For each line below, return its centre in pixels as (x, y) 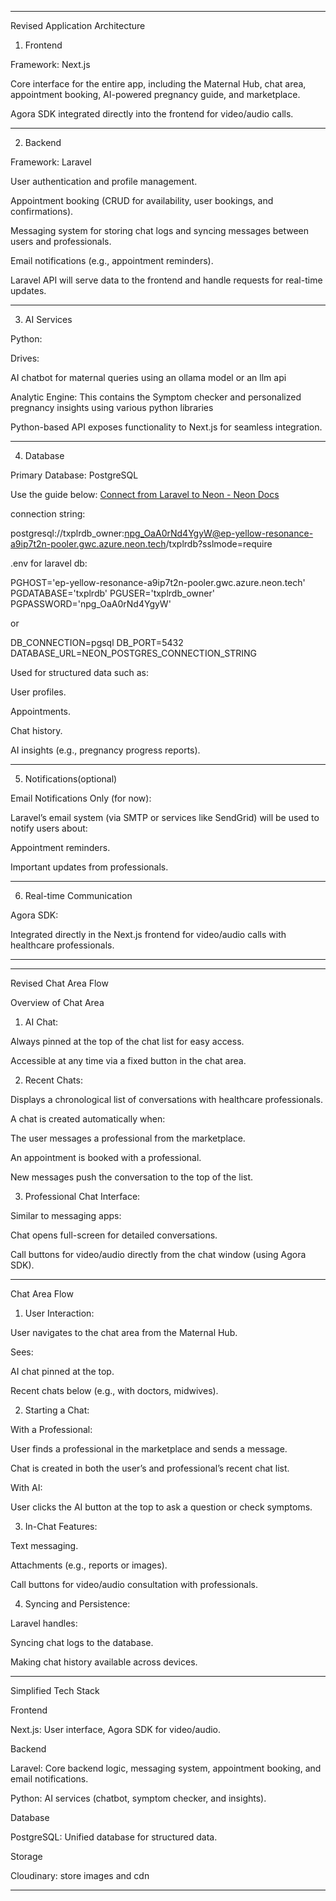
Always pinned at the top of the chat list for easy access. (127, 1041)
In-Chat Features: (61, 1526)
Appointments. (41, 711)
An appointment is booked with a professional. (106, 1157)
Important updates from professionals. (89, 867)
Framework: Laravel (51, 162)
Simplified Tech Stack (55, 1690)
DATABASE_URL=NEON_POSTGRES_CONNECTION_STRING (134, 653)
